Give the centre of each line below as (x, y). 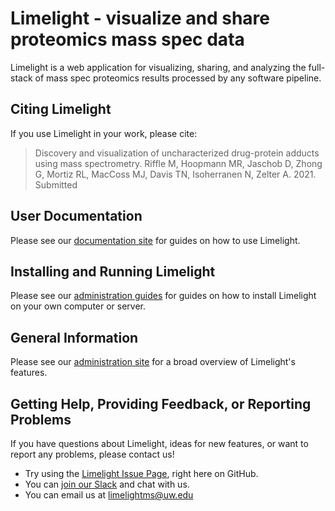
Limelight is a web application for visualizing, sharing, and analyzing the (158, 67)
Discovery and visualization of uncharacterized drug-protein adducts (177, 153)
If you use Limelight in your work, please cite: (104, 133)
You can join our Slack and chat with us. (107, 484)
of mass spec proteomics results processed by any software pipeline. (178, 78)
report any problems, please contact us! (92, 454)
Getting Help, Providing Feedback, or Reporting (161, 403)
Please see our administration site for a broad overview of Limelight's (153, 362)
